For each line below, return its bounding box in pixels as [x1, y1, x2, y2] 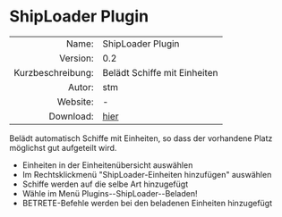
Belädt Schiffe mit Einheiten [102, 66, 218, 79]
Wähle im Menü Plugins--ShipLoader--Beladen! [21, 188, 198, 198]
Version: [59, 52, 94, 64]
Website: [56, 96, 94, 108]
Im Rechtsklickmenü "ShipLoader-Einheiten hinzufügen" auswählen [21, 169, 272, 179]
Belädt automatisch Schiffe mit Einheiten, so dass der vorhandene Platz [9, 132, 273, 144]
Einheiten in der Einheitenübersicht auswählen [21, 159, 193, 171]
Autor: [67, 80, 94, 93]
